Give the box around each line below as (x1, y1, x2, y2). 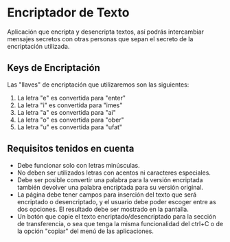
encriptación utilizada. (7, 42, 70, 50)
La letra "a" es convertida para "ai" (16, 108, 117, 116)
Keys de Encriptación (7, 62, 101, 74)
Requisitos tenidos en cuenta (7, 143, 135, 155)
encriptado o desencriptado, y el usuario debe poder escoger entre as (16, 197, 216, 206)
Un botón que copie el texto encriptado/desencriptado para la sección (16, 212, 216, 221)
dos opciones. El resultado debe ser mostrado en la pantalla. (16, 205, 189, 213)
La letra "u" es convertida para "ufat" (16, 122, 122, 131)
